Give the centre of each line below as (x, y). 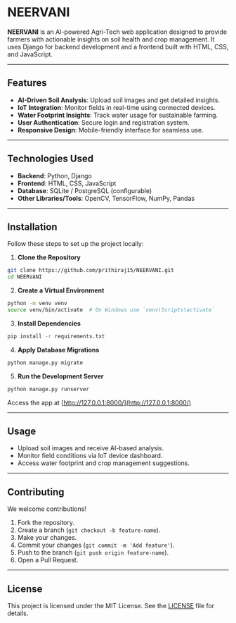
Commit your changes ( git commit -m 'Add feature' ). (96, 545)
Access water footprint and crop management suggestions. (104, 463)
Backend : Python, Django (55, 175)
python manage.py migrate (45, 363)
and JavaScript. (30, 54)
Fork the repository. (46, 523)
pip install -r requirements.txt (56, 336)
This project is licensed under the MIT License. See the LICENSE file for (111, 605)
